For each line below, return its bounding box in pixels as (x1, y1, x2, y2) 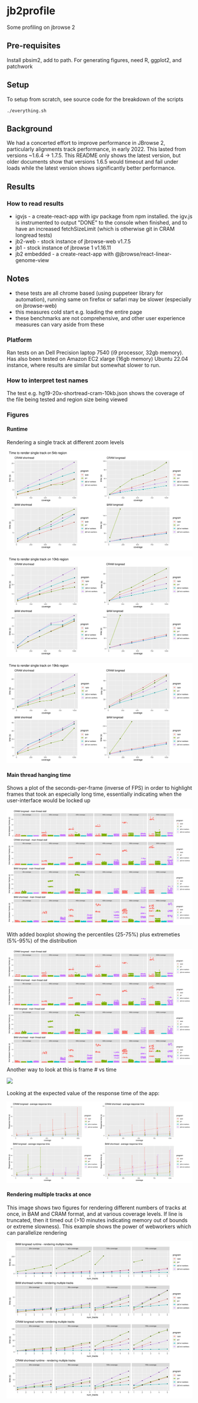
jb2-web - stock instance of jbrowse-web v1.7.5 (15, 238, 131, 245)
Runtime (6, 425, 28, 432)
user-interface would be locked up (6, 797, 91, 804)
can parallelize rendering (6, 1229, 67, 1236)
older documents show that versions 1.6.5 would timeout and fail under (6, 158, 179, 165)
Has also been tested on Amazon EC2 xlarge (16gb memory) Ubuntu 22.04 (6, 356, 189, 363)
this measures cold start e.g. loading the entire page (15, 308, 143, 315)
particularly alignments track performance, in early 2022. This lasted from (6, 146, 186, 153)
